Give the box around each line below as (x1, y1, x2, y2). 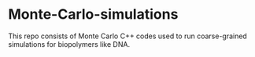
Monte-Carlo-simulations (8, 5, 179, 23)
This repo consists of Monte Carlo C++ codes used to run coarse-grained (8, 31, 248, 41)
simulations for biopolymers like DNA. (8, 39, 131, 48)
